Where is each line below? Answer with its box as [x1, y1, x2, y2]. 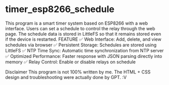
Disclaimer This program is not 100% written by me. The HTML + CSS [5, 69, 151, 75]
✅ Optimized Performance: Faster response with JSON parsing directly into [5, 53, 162, 59]
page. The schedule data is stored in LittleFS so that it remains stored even [5, 31, 161, 37]
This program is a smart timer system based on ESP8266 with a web [5, 20, 148, 26]
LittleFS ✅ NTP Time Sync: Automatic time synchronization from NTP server [5, 47, 164, 53]
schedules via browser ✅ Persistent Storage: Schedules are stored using [5, 42, 157, 48]
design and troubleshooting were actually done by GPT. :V [5, 74, 127, 80]
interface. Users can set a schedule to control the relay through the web [5, 25, 155, 31]
